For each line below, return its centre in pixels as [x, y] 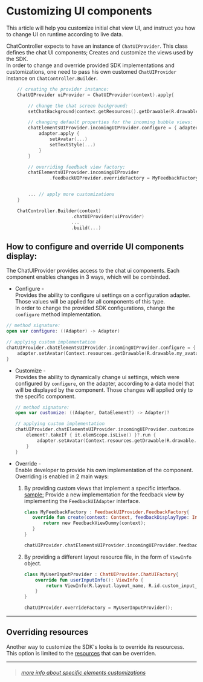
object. [33, 563]
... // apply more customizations [71, 195]
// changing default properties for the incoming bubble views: [111, 122]
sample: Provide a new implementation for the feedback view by [104, 495]
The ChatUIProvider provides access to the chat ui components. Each [93, 271]
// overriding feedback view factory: [77, 167]
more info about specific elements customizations [83, 673]
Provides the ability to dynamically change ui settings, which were [97, 377]
